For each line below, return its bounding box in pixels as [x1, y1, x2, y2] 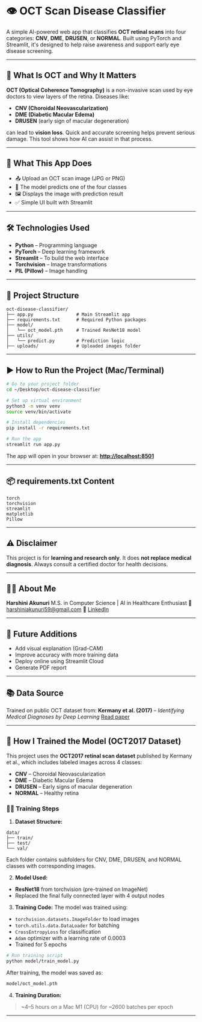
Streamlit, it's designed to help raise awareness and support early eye [6, 41, 179, 48]
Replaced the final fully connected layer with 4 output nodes [14, 892, 165, 899]
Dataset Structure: [14, 818, 63, 825]
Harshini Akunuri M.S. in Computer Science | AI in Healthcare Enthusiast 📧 [6, 599, 192, 607]
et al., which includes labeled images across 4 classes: [6, 758, 142, 766]
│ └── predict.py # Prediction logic [6, 338, 125, 344]
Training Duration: [14, 991, 62, 999]
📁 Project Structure [6, 290, 79, 301]
